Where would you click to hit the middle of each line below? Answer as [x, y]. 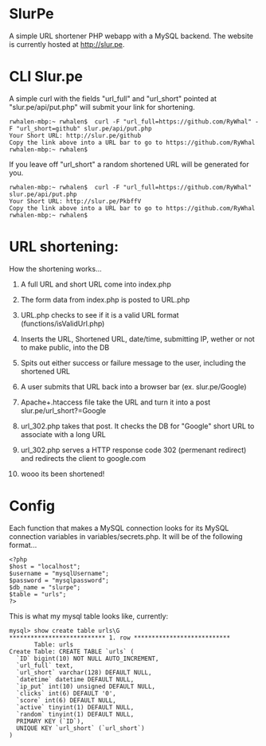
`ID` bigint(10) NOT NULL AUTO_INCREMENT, [88, 658]
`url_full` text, [45, 666]
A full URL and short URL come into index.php [96, 284]
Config [32, 506]
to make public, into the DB [65, 347]
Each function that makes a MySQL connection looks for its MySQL [119, 528]
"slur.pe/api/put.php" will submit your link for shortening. [102, 107]
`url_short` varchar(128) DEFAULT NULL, [84, 672]
